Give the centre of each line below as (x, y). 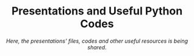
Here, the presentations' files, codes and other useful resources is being (97, 41)
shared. (97, 47)
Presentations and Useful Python (97, 11)
